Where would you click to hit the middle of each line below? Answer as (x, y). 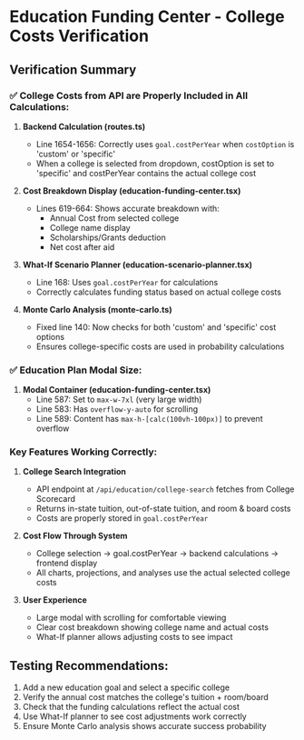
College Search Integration (74, 472)
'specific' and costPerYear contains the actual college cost (146, 173)
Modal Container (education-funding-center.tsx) (117, 390)
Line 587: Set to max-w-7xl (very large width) (119, 400)
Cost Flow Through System (75, 536)
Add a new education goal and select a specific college (126, 687)
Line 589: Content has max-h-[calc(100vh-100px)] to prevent (149, 419)
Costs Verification (79, 36)
